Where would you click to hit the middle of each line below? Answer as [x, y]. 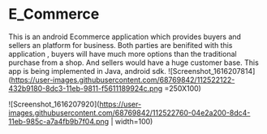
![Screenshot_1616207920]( [54, 104]
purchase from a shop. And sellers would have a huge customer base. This [134, 63]
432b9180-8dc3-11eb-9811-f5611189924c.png [86, 88]
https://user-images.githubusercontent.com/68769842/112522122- [123, 80]
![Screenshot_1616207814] [211, 71]
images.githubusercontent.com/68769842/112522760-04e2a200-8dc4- [129, 112]
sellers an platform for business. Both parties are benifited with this [121, 45]
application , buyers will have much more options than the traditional [123, 54]
